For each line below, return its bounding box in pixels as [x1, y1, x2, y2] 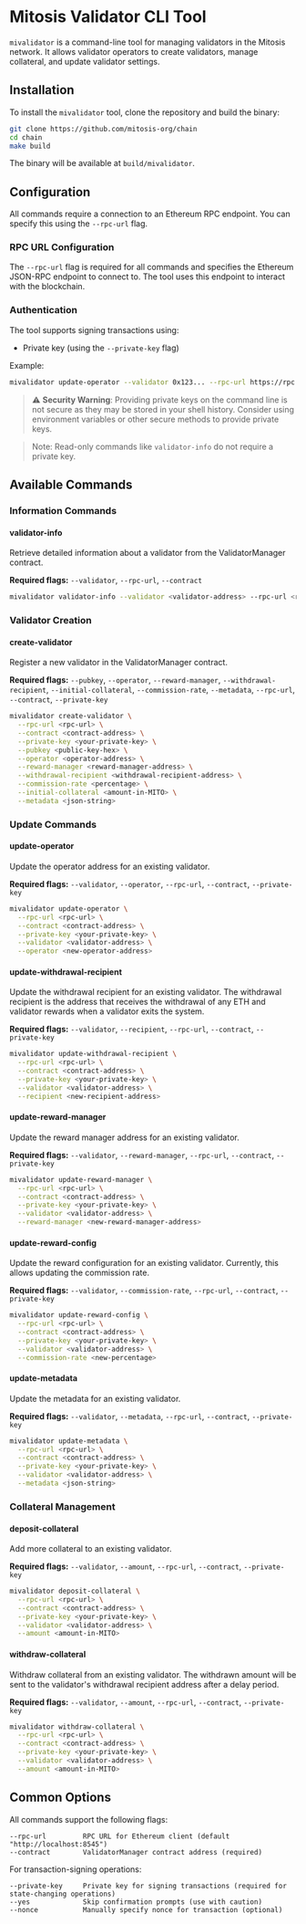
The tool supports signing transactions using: [9, 324, 179, 335]
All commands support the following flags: [9, 1814, 168, 1825]
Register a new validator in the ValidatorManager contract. [9, 657, 228, 668]
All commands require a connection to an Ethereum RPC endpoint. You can [9, 208, 291, 220]
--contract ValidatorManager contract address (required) [9, 1847, 262, 1856]
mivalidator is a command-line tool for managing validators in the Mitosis [9, 37, 286, 47]
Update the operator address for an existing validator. [9, 861, 210, 872]
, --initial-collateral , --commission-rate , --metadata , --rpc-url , [46, 685, 296, 695]
